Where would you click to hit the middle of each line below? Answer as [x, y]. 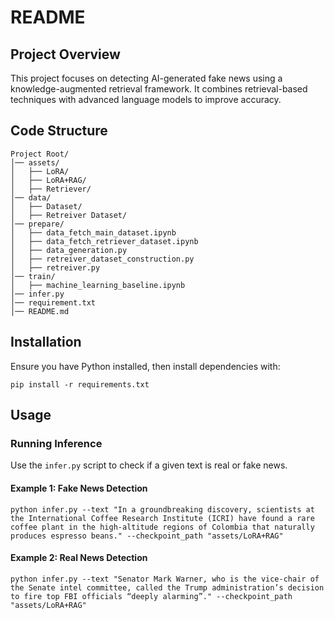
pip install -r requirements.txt [80, 384]
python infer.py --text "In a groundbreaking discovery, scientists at [162, 509]
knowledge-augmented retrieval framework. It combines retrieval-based [159, 89]
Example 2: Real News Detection [79, 558]
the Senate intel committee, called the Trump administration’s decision [167, 587]
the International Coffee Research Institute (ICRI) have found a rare [162, 518]
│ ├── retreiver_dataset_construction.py [102, 259]
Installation [46, 342]
